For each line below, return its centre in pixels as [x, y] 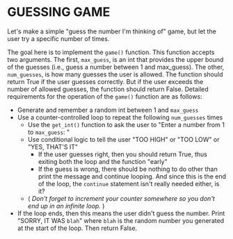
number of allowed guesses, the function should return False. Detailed [108, 89]
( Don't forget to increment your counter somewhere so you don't [121, 198]
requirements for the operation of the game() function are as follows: [105, 96]
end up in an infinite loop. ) [66, 206]
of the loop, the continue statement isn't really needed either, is [129, 183]
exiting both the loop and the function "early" [103, 161]
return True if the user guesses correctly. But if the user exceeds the [105, 81]
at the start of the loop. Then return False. [77, 228]
